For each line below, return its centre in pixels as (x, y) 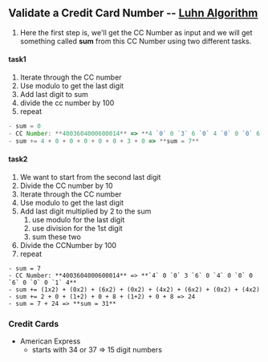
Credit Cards (34, 323)
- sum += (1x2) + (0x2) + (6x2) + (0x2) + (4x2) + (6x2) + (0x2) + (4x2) (134, 289)
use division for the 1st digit (77, 228)
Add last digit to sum (54, 95)
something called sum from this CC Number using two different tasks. (136, 41)
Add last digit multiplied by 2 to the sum (85, 211)
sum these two (57, 237)
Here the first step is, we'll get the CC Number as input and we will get (136, 32)
